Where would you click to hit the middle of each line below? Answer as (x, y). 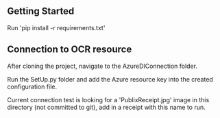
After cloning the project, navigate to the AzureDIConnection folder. (102, 66)
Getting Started (41, 11)
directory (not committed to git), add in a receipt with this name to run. (106, 107)
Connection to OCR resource (70, 50)
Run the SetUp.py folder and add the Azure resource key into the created (110, 79)
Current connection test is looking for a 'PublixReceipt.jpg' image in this (108, 99)
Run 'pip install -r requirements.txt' (56, 27)
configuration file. (32, 86)
